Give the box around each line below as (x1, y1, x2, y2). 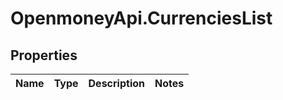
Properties (10, 47, 78, 64)
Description (88, 77, 145, 90)
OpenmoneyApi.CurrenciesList (10, 7, 273, 30)
